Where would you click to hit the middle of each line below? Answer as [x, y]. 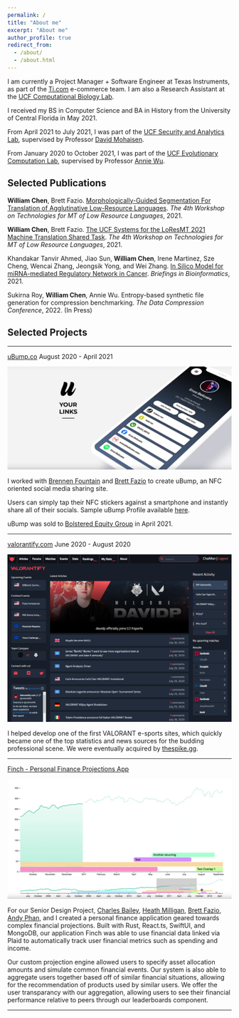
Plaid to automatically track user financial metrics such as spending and [113, 941]
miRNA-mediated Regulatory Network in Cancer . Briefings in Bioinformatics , [119, 273]
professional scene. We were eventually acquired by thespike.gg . [103, 748]
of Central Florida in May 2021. [52, 118]
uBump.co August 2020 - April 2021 [60, 356]
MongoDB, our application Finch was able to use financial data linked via [114, 933]
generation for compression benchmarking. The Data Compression [106, 302]
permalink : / [27, 15]
